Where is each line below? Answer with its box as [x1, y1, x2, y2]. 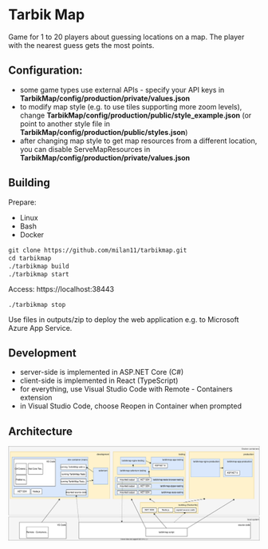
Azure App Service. [8, 323, 73, 332]
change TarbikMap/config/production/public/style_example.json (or [19, 110, 252, 120]
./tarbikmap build [8, 262, 69, 270]
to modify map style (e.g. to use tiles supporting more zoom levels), [19, 101, 242, 111]
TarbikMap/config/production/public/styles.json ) [19, 127, 188, 137]
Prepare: [8, 197, 37, 207]
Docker [19, 229, 45, 239]
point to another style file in [19, 118, 110, 129]
